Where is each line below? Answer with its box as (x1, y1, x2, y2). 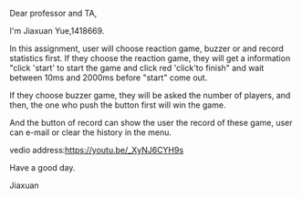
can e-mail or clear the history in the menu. (9, 127, 172, 138)
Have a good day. (9, 162, 76, 172)
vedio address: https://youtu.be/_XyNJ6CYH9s (9, 145, 184, 155)
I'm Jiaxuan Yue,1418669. (9, 26, 105, 36)
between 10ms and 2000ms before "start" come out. (9, 72, 208, 83)
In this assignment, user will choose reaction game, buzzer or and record (9, 43, 285, 54)
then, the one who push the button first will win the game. (9, 99, 226, 110)
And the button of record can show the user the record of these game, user (9, 118, 294, 128)
